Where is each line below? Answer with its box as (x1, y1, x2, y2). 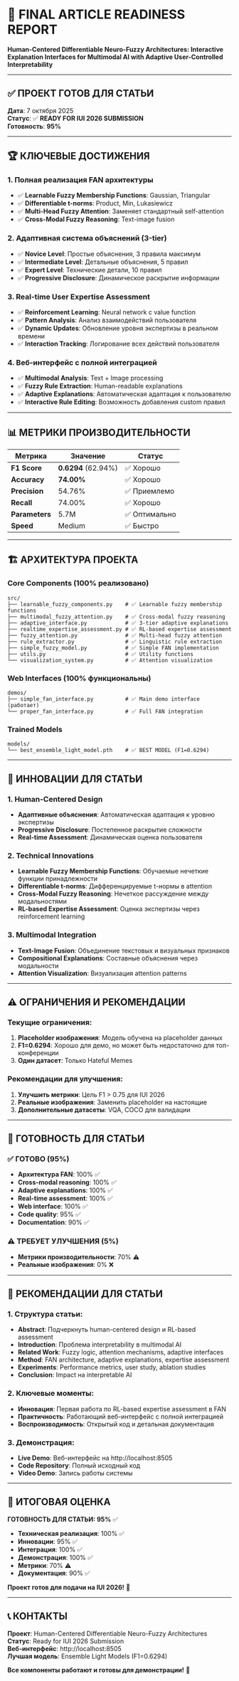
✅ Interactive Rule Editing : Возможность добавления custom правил (17, 398, 225, 406)
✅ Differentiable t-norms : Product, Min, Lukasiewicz (17, 199, 173, 208)
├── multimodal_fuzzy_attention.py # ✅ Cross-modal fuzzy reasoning (7, 613, 225, 620)
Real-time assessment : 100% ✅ (17, 1194, 113, 1203)
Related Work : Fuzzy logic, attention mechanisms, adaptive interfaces (17, 1348, 224, 1357)
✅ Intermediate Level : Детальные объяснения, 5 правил (17, 258, 188, 266)
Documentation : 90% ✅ (17, 1218, 90, 1226)
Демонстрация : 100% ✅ (17, 1553, 94, 1561)
